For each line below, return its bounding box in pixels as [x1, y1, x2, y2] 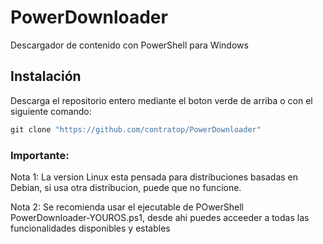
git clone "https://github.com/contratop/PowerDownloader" [10, 124, 262, 135]
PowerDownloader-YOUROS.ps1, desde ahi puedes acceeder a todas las [10, 211, 310, 223]
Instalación [10, 68, 82, 85]
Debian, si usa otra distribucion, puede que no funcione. [10, 181, 242, 193]
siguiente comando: [10, 105, 92, 117]
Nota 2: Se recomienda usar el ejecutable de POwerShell [10, 201, 244, 213]
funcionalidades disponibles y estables [10, 222, 171, 234]
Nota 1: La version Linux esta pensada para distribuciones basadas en [10, 171, 299, 183]
